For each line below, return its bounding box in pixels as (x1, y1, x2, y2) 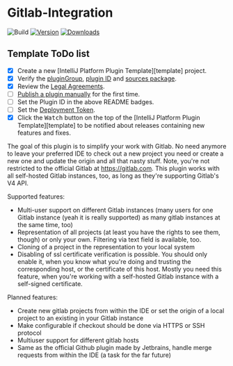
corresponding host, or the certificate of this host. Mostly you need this (17, 265, 223, 274)
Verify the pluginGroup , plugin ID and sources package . (17, 74, 177, 83)
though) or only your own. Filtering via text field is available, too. (17, 235, 202, 244)
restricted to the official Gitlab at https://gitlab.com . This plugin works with (7, 165, 220, 173)
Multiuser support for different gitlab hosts (17, 336, 139, 344)
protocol (17, 328, 42, 338)
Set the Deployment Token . (17, 106, 96, 114)
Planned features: (7, 293, 58, 301)
